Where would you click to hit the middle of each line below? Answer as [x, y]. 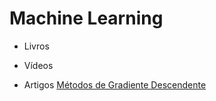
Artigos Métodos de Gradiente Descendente [115, 84]
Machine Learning [86, 18]
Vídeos [38, 65]
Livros [36, 46]
